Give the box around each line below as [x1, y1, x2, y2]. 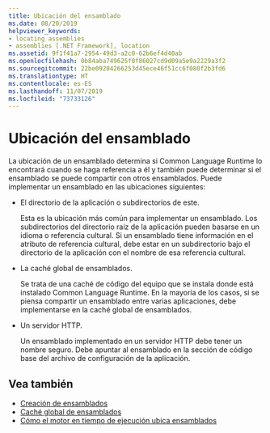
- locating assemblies [8, 34, 85, 43]
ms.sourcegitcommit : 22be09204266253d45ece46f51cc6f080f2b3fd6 [8, 65, 226, 73]
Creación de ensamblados [19, 398, 108, 408]
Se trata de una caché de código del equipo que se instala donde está [19, 279, 254, 289]
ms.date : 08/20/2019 [8, 19, 78, 28]
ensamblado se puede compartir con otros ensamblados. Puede [8, 173, 222, 183]
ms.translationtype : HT [8, 72, 89, 80]
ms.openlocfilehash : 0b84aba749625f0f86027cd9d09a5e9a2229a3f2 [8, 57, 226, 66]
